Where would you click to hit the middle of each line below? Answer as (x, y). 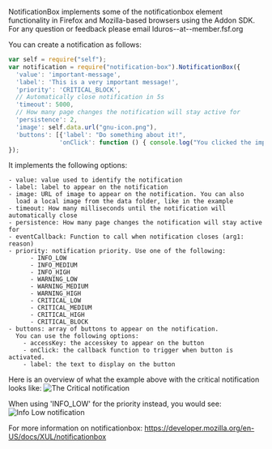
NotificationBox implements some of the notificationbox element (115, 12)
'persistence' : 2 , (47, 120)
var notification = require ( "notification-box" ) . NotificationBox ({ (125, 67)
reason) (21, 244)
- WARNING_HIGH (55, 294)
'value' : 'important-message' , (68, 75)
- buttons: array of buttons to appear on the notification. (114, 329)
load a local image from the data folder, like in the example (124, 202)
